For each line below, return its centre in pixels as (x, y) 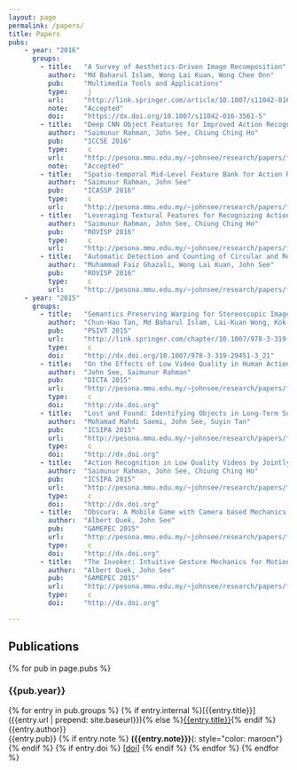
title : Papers (35, 34)
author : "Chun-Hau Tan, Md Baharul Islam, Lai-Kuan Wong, (159, 323)
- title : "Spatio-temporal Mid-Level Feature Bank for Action (161, 174)
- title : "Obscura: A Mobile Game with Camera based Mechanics (164, 512)
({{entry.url (28, 719)
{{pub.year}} (37, 691)
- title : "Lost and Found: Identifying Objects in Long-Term (159, 413)
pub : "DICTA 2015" (90, 381)
